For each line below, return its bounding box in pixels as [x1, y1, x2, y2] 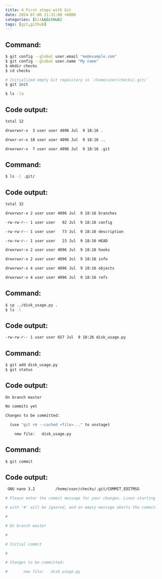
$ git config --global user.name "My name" [5, 59, 99, 64]
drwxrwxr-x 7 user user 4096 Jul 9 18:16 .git [5, 146, 110, 152]
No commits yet [5, 404, 38, 409]
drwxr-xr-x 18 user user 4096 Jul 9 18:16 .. [5, 137, 106, 142]
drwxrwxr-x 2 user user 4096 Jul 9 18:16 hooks [5, 247, 110, 252]
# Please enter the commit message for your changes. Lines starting [5, 496, 156, 501]
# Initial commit [5, 541, 42, 547]
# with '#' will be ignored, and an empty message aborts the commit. [5, 505, 158, 510]
